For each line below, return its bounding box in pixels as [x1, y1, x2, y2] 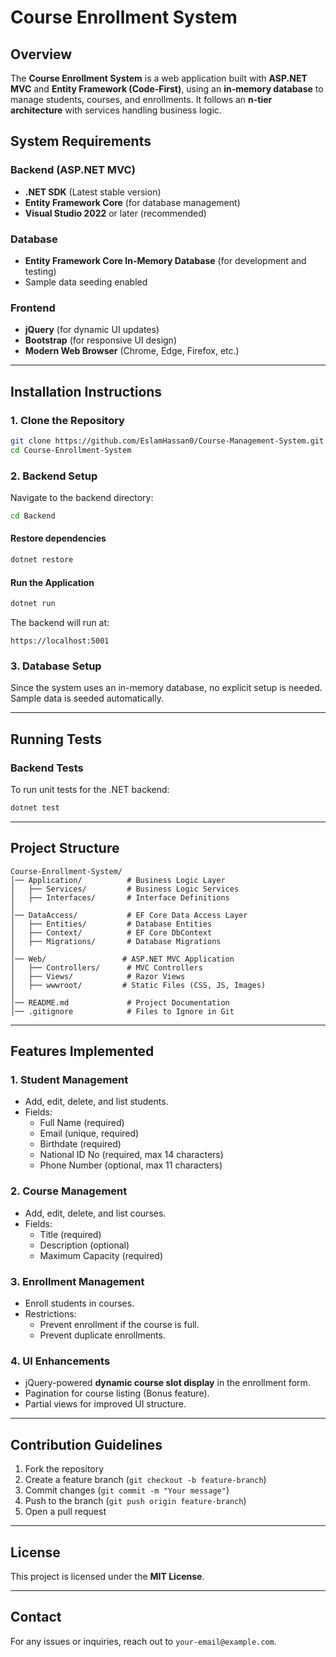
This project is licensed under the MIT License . [10, 1570, 205, 1582]
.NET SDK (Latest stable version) [24, 186, 162, 198]
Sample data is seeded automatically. [10, 692, 164, 705]
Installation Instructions [10, 383, 163, 400]
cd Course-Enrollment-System [10, 445, 132, 455]
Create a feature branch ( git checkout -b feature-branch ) [24, 1474, 267, 1486]
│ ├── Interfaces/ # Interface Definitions [10, 892, 230, 903]
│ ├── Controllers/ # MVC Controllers [10, 962, 203, 973]
